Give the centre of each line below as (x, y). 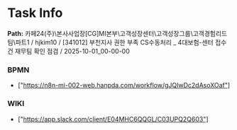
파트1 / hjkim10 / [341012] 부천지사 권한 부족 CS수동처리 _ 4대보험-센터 (115, 42)
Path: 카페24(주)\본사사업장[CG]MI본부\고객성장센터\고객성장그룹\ (100, 33)
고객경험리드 (210, 33)
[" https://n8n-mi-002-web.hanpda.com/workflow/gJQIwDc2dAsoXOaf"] (124, 85)
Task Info (35, 13)
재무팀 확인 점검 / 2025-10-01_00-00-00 (72, 51)
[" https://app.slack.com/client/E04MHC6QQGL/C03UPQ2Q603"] (113, 119)
